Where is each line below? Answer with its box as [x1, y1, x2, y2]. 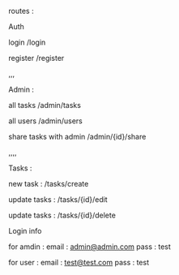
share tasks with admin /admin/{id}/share [8, 132, 147, 141]
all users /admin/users [8, 116, 83, 126]
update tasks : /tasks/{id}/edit [8, 195, 108, 204]
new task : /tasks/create [8, 179, 89, 188]
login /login [8, 37, 46, 47]
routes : [8, 6, 34, 15]
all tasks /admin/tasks [8, 101, 81, 110]
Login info [8, 226, 42, 235]
